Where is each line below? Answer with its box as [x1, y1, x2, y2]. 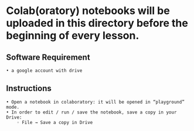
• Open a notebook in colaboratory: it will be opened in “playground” [6, 99, 185, 105]
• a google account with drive [6, 68, 83, 74]
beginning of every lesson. [6, 29, 139, 42]
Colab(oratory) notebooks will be [6, 4, 170, 18]
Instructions [6, 84, 52, 94]
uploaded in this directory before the [6, 16, 189, 30]
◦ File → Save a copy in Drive [16, 119, 93, 125]
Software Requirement [6, 52, 90, 62]
